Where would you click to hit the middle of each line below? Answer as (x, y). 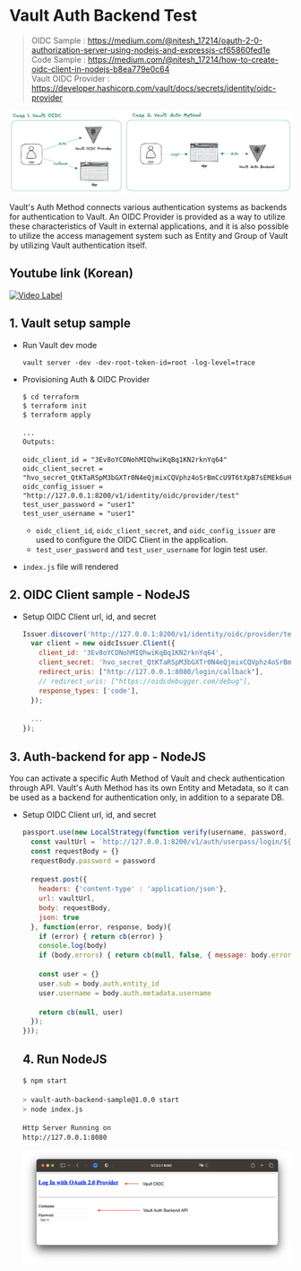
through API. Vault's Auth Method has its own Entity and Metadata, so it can (149, 787)
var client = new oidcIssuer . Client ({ (103, 644)
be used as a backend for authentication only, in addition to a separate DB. (147, 797)
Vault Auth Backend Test (103, 16)
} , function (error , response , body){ (101, 927)
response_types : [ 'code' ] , (89, 691)
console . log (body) (73, 946)
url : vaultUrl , (67, 898)
